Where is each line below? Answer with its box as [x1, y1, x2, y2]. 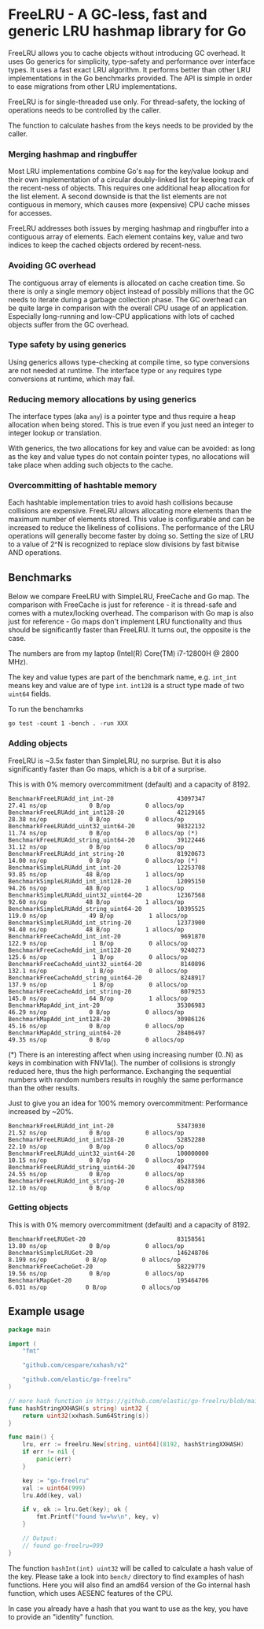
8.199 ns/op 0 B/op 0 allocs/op [8, 1256, 181, 1264]
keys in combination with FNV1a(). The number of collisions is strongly [8, 1057, 236, 1068]
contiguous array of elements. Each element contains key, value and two [8, 232, 244, 242]
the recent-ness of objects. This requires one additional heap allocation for [8, 183, 251, 193]
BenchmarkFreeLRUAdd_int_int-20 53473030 [8, 1122, 206, 1130]
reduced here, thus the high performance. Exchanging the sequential [8, 1066, 232, 1076]
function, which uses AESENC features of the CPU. [8, 1588, 173, 1598]
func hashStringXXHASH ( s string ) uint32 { [8, 1404, 149, 1412]
